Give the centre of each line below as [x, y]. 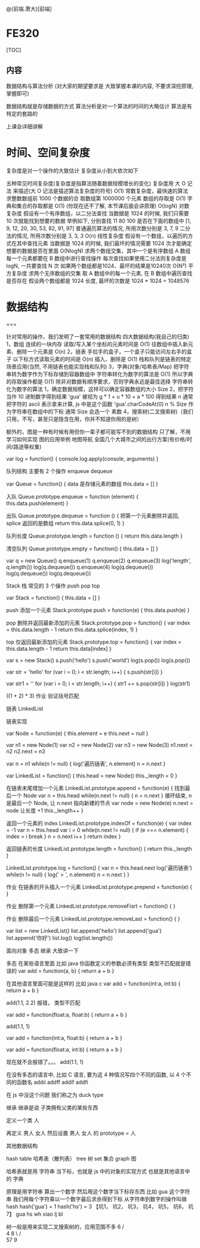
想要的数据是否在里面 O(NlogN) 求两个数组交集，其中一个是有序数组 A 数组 [99, 251]
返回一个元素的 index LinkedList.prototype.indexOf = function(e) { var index [99, 823]
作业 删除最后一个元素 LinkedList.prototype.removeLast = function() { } [93, 918]
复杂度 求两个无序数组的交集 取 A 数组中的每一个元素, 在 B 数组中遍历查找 [102, 273]
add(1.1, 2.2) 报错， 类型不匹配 [43, 1002]
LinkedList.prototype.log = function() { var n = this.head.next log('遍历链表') [99, 867]
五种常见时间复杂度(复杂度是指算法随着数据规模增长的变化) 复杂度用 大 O [96, 183]
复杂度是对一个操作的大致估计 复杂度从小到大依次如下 [72, 170]
